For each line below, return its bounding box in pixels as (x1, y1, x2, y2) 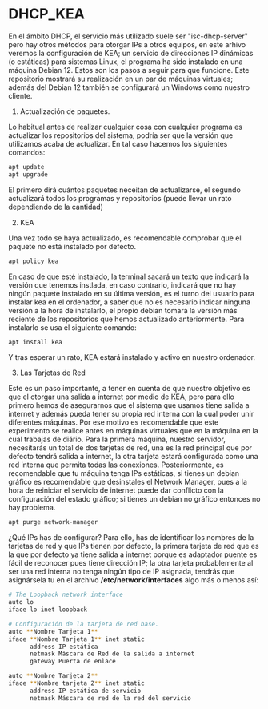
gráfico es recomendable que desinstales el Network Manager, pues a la (8, 477, 248, 487)
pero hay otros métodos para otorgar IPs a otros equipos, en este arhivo (8, 39, 246, 49)
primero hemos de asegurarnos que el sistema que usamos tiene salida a (8, 401, 250, 410)
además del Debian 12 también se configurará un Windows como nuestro (8, 82, 250, 92)
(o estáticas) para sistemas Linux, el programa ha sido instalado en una (8, 57, 243, 66)
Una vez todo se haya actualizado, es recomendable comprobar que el (8, 233, 242, 243)
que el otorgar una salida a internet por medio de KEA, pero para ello (8, 392, 234, 401)
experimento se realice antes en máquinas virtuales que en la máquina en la (8, 426, 258, 436)
